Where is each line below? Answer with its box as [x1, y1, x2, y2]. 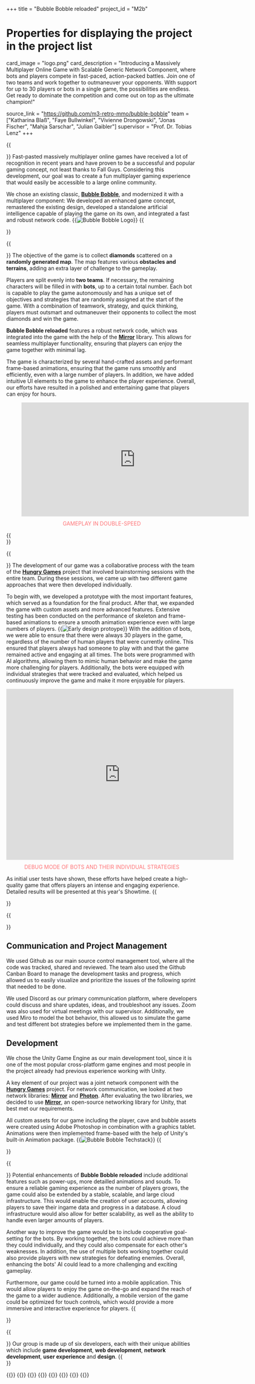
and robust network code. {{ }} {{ [6, 216, 144, 224]
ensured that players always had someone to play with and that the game [6, 644, 189, 652]
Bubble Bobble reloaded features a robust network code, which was [6, 326, 177, 334]
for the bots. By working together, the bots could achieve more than [24, 1234, 194, 1242]
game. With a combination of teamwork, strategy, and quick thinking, [6, 302, 179, 309]
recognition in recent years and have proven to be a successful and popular [6, 159, 196, 167]
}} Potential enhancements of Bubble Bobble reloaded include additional [6, 1171, 188, 1179]
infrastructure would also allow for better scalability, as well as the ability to [6, 1210, 194, 1217]
